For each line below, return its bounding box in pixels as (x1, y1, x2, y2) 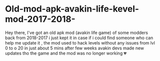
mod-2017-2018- (5, 14, 76, 25)
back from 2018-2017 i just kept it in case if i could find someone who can (5, 35, 154, 41)
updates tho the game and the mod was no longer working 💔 (5, 50, 127, 56)
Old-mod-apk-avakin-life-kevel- (5, 3, 139, 15)
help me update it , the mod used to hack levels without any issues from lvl (5, 40, 155, 46)
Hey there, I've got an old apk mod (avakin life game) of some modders (5, 30, 148, 35)
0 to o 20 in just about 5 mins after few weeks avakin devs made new (5, 45, 144, 51)
